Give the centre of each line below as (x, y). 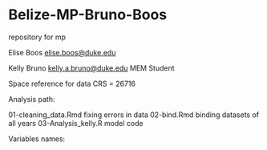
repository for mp (37, 37)
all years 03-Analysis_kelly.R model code (76, 123)
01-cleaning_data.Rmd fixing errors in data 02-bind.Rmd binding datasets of (134, 115)
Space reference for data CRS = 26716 (72, 83)
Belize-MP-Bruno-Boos (87, 15)
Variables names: (37, 139)
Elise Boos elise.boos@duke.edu (62, 52)
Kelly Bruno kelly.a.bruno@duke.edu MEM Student (91, 68)
